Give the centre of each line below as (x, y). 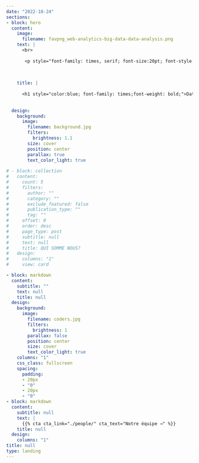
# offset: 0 (26, 221)
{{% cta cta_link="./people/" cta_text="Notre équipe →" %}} (99, 423)
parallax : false (47, 336)
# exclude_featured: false (47, 204)
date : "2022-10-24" (30, 12)
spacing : (28, 368)
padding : (33, 374)
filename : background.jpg (60, 127)
